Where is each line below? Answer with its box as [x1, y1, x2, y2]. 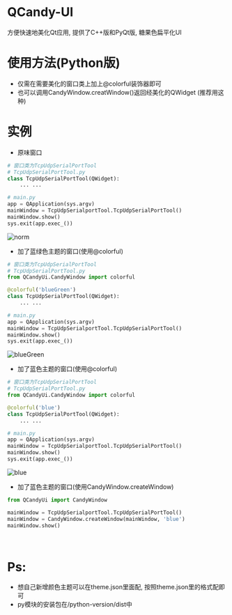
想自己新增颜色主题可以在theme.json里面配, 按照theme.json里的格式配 [17, 583, 219, 591]
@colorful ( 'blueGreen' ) [7, 286, 77, 293]
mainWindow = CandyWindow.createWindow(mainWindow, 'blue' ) [7, 515, 186, 522]
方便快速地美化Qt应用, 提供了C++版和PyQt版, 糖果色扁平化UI [7, 28, 183, 36]
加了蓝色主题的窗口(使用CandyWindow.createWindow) [17, 482, 174, 491]
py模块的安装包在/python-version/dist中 [17, 600, 132, 609]
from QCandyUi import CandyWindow [7, 496, 108, 504]
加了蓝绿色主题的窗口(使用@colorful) [17, 247, 124, 255]
